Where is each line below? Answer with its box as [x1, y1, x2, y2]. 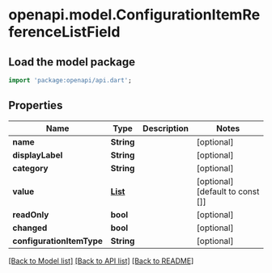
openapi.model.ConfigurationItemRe [8, 6, 261, 24]
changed [12, 222, 48, 233]
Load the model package [8, 55, 136, 69]
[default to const [196, 186, 260, 197]
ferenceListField [8, 23, 121, 41]
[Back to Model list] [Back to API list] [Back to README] [8, 256, 194, 266]
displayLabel [12, 149, 63, 161]
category [12, 162, 49, 174]
